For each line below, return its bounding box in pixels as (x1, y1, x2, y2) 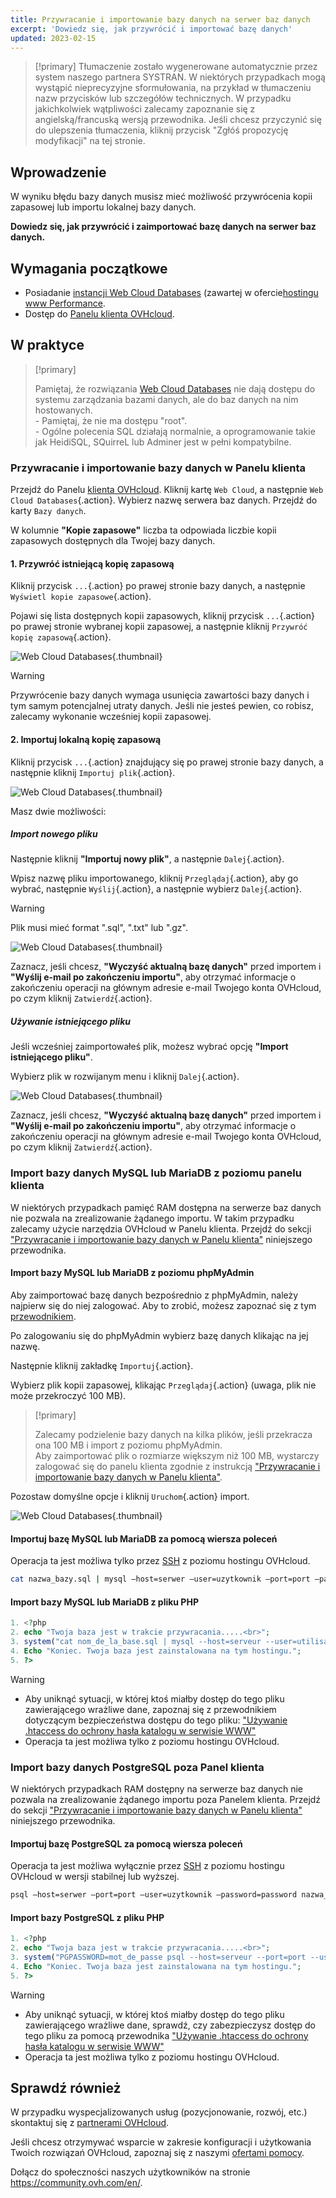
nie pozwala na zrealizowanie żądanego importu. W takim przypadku (10, 1212, 295, 1224)
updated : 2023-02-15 (10, 33, 97, 43)
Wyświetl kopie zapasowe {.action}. (10, 591, 152, 603)
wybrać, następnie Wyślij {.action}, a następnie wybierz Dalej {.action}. (10, 883, 302, 895)
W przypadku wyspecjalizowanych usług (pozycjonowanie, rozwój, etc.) (10, 2106, 308, 2118)
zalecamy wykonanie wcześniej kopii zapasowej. (10, 711, 212, 723)
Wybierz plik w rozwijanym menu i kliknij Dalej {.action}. (10, 1071, 240, 1083)
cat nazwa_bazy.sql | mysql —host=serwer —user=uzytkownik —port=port (10, 1574, 311, 1585)
